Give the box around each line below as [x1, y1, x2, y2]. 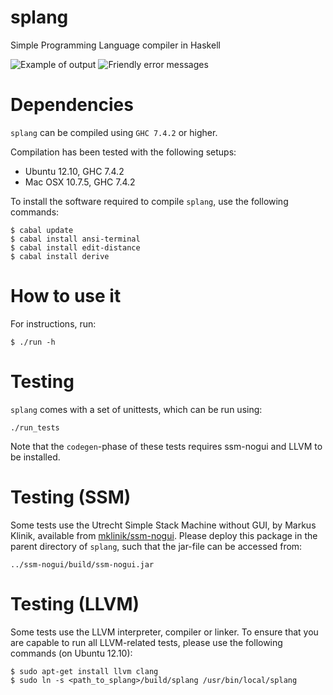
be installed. [10, 451, 61, 463]
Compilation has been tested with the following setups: [10, 146, 237, 158]
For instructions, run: [10, 317, 97, 330]
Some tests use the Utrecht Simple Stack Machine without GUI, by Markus [10, 519, 317, 531]
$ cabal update [10, 225, 74, 235]
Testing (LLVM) [10, 592, 140, 615]
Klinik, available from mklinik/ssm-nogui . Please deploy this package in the [10, 529, 318, 541]
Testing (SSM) [10, 486, 132, 508]
